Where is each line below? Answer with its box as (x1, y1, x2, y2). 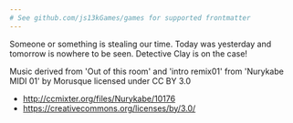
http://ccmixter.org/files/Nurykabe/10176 (22, 93, 176, 104)
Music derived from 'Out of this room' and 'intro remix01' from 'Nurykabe (9, 66, 285, 77)
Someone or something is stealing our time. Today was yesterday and (9, 38, 272, 49)
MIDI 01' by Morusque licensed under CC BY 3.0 (9, 75, 192, 87)
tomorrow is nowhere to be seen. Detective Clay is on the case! (9, 47, 248, 59)
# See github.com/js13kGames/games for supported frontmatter (9, 13, 251, 23)
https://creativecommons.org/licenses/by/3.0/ (22, 102, 196, 114)
